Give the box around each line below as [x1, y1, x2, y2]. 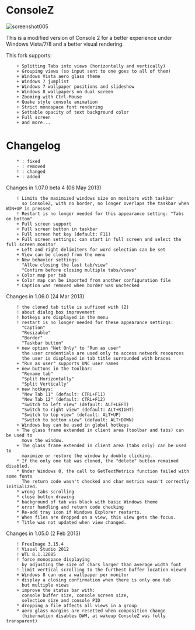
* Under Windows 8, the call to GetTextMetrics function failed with [16, 468, 190, 474]
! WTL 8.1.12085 [16, 551, 57, 557]
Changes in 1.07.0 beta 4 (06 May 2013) [6, 184, 102, 191]
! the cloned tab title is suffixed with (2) [16, 304, 130, 310]
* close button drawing [16, 493, 75, 500]
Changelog [6, 139, 61, 152]
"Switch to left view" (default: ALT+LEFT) [21, 401, 130, 407]
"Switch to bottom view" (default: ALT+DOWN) [21, 417, 134, 423]
